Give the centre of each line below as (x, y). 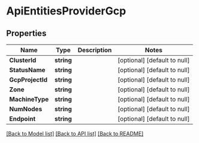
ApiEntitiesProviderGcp (66, 11)
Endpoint (22, 119)
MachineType (29, 99)
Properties (26, 33)
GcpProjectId (28, 80)
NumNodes (26, 109)
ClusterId (23, 60)
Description (95, 50)
